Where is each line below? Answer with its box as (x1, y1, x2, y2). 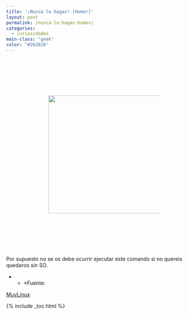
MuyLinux (6, 291, 31, 298)
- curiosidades (11, 31, 49, 37)
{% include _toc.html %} (6, 302, 66, 309)
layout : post (6, 14, 38, 20)
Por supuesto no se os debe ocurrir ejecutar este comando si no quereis (6, 255, 183, 262)
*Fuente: (23, 279, 46, 287)
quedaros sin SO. (6, 262, 48, 269)
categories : (6, 25, 35, 31)
